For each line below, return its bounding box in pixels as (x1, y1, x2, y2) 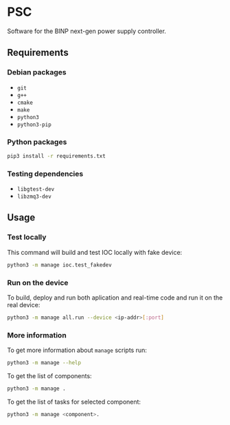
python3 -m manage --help (7, 360, 81, 366)
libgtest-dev (16, 186, 55, 193)
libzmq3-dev (16, 194, 51, 200)
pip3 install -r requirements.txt (7, 152, 106, 159)
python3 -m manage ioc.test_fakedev (7, 261, 112, 269)
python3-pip (16, 121, 51, 128)
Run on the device (7, 278, 69, 287)
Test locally (7, 232, 47, 242)
